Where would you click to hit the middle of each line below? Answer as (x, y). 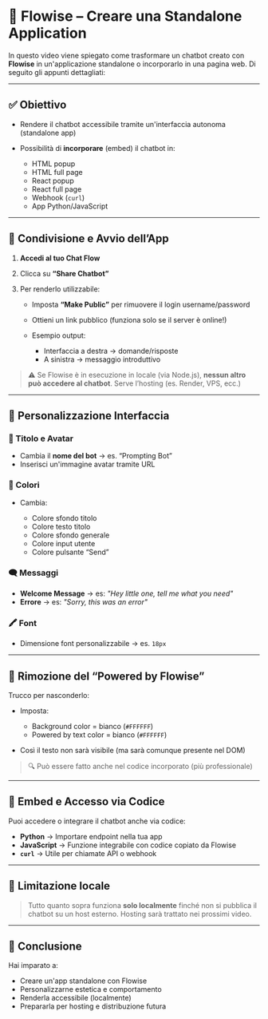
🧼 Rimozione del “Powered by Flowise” (106, 676)
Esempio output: (59, 335)
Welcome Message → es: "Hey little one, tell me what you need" (126, 593)
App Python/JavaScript (70, 206)
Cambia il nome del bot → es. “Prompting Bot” (96, 456)
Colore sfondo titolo (64, 517)
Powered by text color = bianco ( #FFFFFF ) (99, 735)
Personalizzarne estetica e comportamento (91, 989)
